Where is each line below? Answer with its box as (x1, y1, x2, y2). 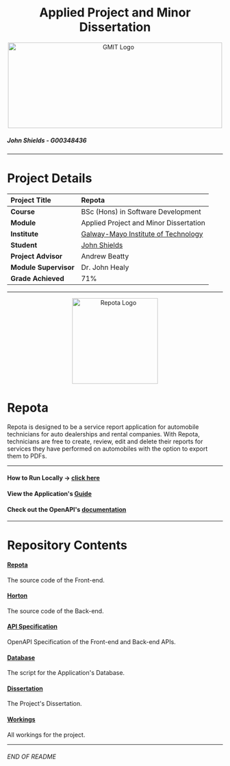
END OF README (7, 752, 57, 761)
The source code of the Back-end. (7, 606, 104, 615)
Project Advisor (10, 251, 63, 261)
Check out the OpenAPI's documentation (7, 505, 127, 513)
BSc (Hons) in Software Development (81, 207, 201, 217)
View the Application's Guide (7, 489, 92, 497)
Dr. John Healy (81, 262, 129, 272)
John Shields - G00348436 (7, 136, 87, 145)
